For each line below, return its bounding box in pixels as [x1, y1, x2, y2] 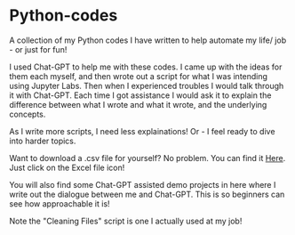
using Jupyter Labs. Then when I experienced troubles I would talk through [9, 80, 284, 91]
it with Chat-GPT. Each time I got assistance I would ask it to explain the [9, 90, 272, 101]
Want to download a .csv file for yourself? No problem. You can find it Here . [9, 152, 286, 163]
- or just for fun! [9, 44, 68, 54]
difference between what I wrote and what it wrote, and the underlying [9, 99, 267, 109]
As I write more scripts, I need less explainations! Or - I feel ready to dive [9, 126, 275, 136]
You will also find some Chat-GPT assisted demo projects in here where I [9, 179, 276, 190]
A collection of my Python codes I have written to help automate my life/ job [9, 35, 287, 45]
